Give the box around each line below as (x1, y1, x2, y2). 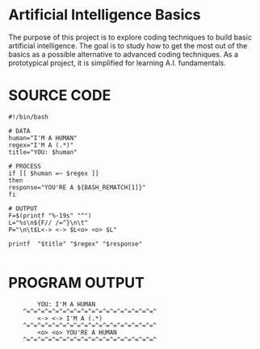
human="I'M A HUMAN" (8, 134, 78, 142)
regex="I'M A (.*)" (8, 141, 74, 149)
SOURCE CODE (8, 86, 111, 105)
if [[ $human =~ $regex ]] (8, 169, 99, 177)
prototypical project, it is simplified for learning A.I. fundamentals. (8, 58, 226, 68)
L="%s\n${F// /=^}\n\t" (8, 218, 89, 226)
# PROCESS (8, 162, 42, 170)
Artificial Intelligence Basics (8, 6, 201, 24)
